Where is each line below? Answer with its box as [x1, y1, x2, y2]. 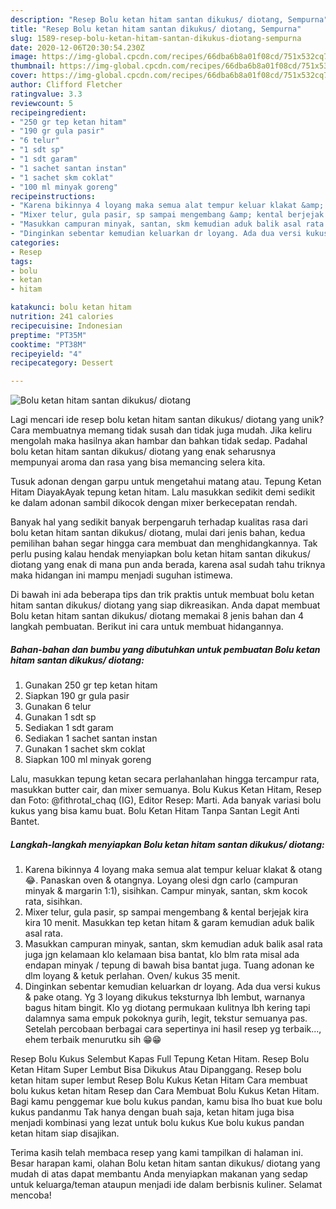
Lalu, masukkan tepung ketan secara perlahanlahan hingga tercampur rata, [10, 773, 320, 785]
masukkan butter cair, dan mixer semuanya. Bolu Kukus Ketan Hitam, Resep [10, 784, 322, 796]
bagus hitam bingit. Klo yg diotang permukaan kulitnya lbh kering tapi [24, 1002, 311, 1014]
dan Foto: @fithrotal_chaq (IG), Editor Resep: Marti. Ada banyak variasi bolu [10, 794, 322, 806]
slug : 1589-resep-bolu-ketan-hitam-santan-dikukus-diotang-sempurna [10, 33, 302, 43]
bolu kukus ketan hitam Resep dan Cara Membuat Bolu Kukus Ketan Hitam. [10, 1085, 320, 1097]
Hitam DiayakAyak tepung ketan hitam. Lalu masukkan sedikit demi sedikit [10, 486, 316, 498]
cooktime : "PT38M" [10, 339, 87, 350]
